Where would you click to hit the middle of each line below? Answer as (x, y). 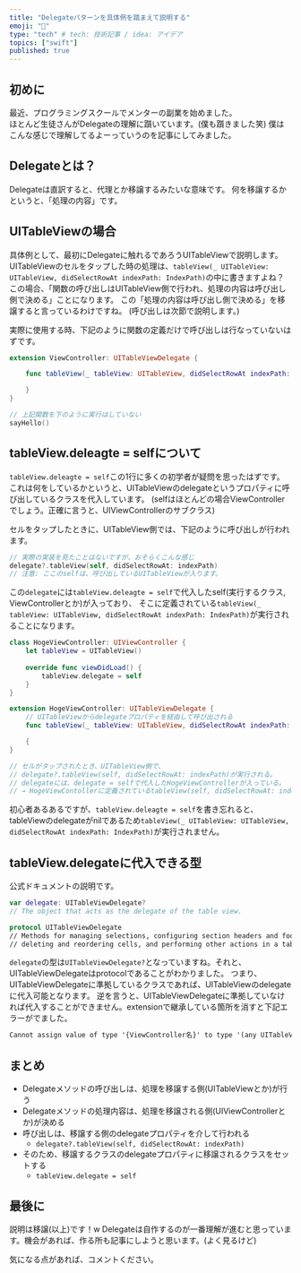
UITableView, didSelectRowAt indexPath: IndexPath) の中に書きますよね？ (147, 277)
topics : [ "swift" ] (43, 43)
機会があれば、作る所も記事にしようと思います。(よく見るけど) (140, 1240)
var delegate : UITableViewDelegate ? (77, 903)
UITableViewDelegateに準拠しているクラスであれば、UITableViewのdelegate (150, 985)
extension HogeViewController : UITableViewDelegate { (112, 709)
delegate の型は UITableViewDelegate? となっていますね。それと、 (128, 962)
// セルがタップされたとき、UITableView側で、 (87, 766)
